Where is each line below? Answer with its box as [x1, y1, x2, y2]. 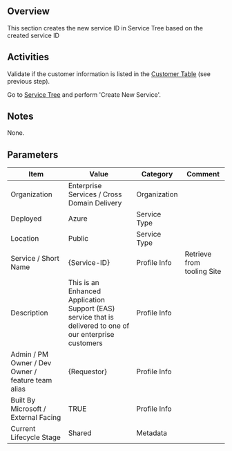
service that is [68, 313, 114, 322]
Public [68, 234, 88, 243]
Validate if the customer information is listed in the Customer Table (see [7, 69, 211, 78]
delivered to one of [68, 321, 130, 331]
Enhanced [68, 286, 101, 296]
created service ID [7, 31, 60, 39]
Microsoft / [10, 404, 46, 414]
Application [68, 295, 106, 305]
